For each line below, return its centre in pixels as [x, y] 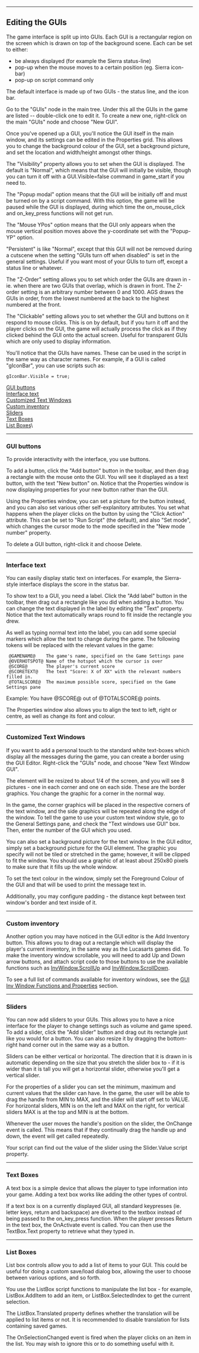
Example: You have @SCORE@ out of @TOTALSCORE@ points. [84, 698]
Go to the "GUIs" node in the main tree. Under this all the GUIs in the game [97, 109]
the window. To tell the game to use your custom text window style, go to [95, 817]
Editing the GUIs [36, 22]
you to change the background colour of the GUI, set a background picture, [98, 146]
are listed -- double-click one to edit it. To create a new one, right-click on [97, 115]
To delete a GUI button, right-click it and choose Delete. [74, 544]
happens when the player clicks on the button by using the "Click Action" [95, 514]
